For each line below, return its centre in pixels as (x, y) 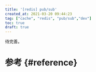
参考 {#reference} (41, 63)
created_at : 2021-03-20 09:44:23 (39, 14)
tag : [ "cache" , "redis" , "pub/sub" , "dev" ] (48, 18)
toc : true (15, 23)
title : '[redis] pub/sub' (31, 9)
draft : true (17, 27)
